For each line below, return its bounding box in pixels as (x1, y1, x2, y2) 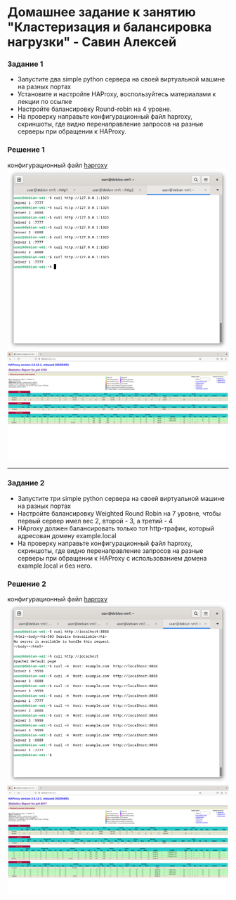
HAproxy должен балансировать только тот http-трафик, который (17, 524, 215, 533)
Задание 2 (7, 478, 45, 488)
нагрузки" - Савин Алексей (7, 34, 177, 50)
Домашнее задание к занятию (7, 4, 197, 20)
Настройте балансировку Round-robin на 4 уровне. (17, 105, 172, 113)
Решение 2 (7, 579, 47, 589)
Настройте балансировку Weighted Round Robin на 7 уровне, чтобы (17, 509, 221, 517)
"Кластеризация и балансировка (7, 19, 212, 35)
